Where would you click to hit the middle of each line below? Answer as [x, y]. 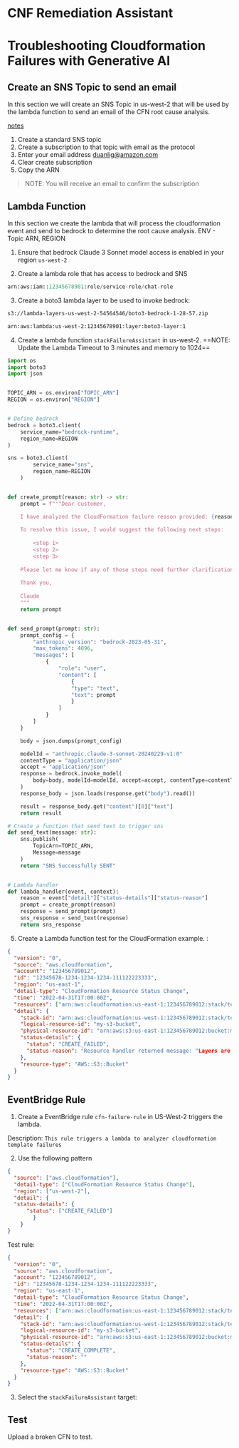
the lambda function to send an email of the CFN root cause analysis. [108, 112]
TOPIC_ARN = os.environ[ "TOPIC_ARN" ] [63, 393]
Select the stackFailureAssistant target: [77, 1397]
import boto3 [27, 367]
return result [41, 813]
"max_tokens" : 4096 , [63, 648]
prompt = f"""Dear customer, [63, 504]
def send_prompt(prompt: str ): [54, 628]
